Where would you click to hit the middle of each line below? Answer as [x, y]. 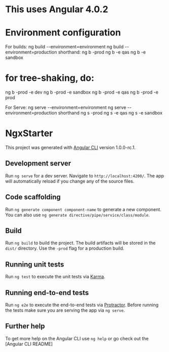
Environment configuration [63, 33]
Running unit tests [35, 264]
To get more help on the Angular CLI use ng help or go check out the [77, 338]
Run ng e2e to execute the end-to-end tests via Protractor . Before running [82, 305]
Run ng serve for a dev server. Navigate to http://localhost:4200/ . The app [85, 175]
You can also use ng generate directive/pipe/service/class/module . [78, 215]
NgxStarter [29, 134]
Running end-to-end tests [47, 293]
